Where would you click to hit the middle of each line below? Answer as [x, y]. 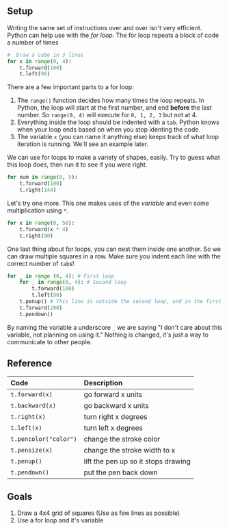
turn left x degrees [113, 428]
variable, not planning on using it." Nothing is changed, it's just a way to [108, 335]
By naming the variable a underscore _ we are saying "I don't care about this [115, 327]
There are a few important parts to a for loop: [71, 87]
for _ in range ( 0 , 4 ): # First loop [61, 276]
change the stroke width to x [130, 450]
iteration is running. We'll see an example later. [83, 144]
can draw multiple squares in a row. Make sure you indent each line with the [114, 256]
